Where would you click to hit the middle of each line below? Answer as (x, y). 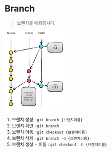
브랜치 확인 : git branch (35, 126)
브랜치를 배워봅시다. (36, 23)
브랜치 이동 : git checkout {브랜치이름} (50, 132)
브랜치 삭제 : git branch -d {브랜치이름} (51, 138)
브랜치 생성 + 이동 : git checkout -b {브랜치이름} (59, 144)
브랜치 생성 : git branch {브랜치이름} (47, 119)
